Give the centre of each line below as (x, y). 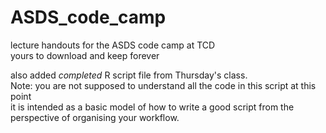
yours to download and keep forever (85, 55)
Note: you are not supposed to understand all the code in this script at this (163, 85)
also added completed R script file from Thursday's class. (129, 75)
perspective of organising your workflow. (95, 117)
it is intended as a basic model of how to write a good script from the (152, 107)
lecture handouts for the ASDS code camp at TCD (113, 45)
